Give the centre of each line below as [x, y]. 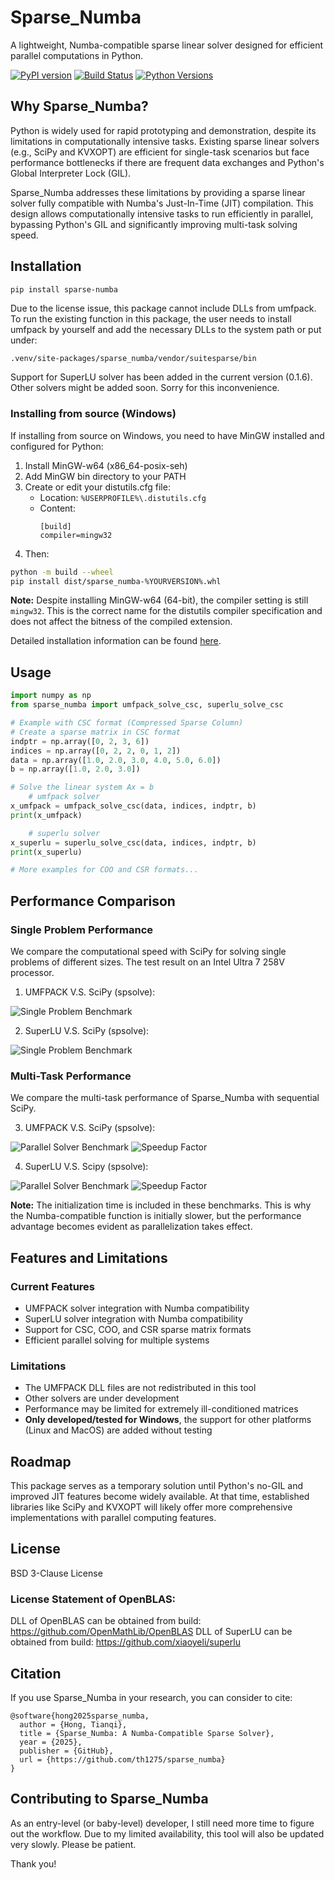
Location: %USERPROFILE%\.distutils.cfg [123, 497]
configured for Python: [57, 446]
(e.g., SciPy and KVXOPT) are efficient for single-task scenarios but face [160, 152]
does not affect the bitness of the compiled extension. [121, 622]
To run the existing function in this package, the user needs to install [151, 319]
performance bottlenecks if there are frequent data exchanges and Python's [167, 162]
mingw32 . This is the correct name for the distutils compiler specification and [166, 611]
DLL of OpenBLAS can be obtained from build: [106, 1621]
